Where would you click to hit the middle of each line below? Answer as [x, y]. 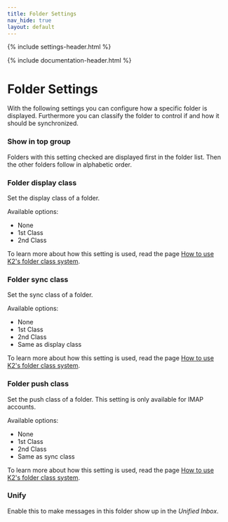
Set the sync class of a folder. [50, 295]
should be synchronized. [43, 123]
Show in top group [39, 141]
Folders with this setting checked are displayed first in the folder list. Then [114, 157]
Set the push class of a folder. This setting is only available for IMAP [105, 399]
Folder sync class [38, 279]
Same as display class [49, 345]
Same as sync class [46, 456]
